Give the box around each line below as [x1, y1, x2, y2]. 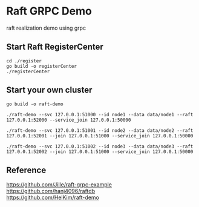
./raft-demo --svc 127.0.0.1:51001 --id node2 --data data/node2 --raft [6, 127, 194, 134]
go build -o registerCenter [6, 63, 77, 69]
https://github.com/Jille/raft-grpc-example [6, 181, 112, 188]
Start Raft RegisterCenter [6, 42, 104, 52]
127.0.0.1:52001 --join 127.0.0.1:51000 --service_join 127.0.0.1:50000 [6, 133, 194, 139]
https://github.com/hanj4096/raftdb [6, 188, 96, 195]
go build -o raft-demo [6, 101, 64, 107]
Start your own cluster [6, 85, 93, 95]
